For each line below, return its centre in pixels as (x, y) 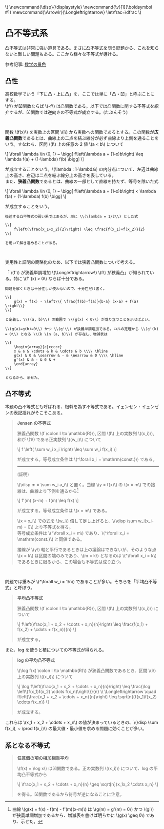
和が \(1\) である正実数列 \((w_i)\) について (59, 439)
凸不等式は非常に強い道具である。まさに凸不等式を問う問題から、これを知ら (82, 48)
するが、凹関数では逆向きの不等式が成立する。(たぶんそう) (68, 112)
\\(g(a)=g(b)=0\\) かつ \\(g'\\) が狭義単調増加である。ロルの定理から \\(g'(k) (82, 329)
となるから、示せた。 (23, 377)
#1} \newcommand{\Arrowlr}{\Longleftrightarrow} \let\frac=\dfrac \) (73, 12)
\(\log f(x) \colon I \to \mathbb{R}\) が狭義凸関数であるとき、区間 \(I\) (86, 671)
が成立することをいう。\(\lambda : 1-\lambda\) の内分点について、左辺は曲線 (82, 169)
